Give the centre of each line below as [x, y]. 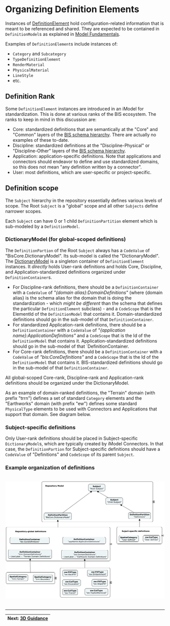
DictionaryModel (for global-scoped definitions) [66, 239]
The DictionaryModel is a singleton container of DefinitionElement [75, 261]
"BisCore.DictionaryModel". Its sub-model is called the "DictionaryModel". [82, 256]
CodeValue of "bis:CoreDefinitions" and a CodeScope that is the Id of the [86, 357]
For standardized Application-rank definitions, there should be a [79, 324]
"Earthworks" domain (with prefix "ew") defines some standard [71, 403]
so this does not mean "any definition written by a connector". [77, 167]
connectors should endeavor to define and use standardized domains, [86, 161]
